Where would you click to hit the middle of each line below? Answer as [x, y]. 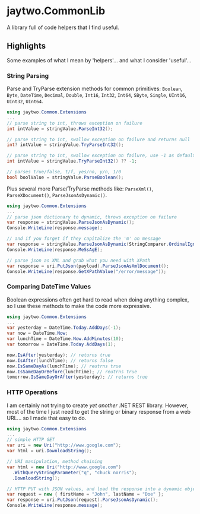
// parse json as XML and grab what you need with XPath [79, 260]
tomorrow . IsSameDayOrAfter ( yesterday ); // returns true [77, 377]
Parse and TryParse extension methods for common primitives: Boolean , [95, 89]
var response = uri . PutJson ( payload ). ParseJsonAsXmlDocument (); [88, 266]
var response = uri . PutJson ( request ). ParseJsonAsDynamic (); [83, 500]
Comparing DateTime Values [49, 287]
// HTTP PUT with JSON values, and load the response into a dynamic [95, 489]
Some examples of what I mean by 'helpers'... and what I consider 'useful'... [99, 60]
